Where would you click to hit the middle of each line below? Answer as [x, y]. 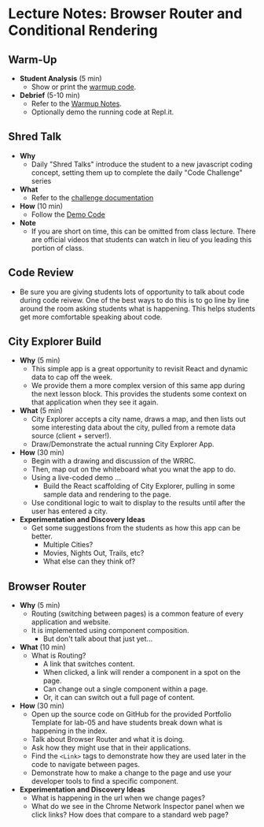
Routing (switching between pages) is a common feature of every [137, 614]
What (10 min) [42, 647]
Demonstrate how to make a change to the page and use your [131, 773]
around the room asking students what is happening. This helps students [137, 308]
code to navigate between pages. [85, 765]
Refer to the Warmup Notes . [76, 104]
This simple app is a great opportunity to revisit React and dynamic [139, 369]
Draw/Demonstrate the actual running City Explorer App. [123, 444]
